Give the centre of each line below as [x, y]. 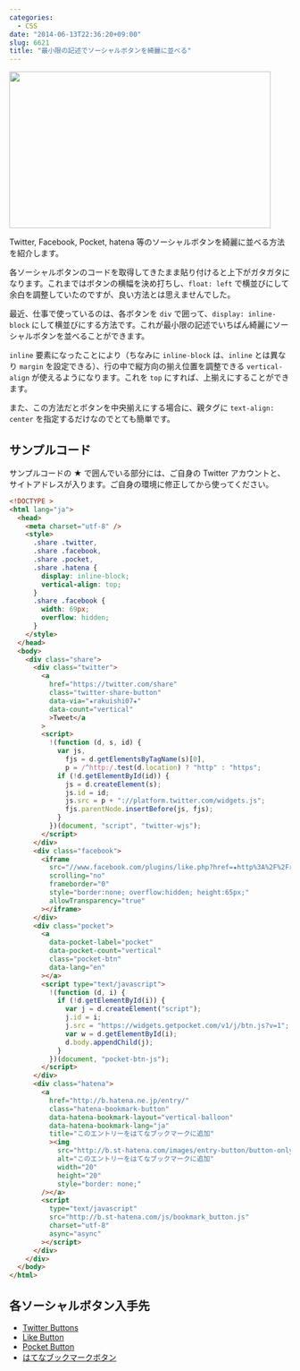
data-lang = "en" [77, 967]
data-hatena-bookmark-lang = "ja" [109, 1126]
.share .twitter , [65, 543]
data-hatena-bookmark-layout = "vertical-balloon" [141, 1117]
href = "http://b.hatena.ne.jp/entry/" [119, 1101]
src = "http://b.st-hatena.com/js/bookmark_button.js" [149, 1217]
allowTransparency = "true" [97, 901]
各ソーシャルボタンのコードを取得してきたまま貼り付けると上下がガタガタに [150, 272]
